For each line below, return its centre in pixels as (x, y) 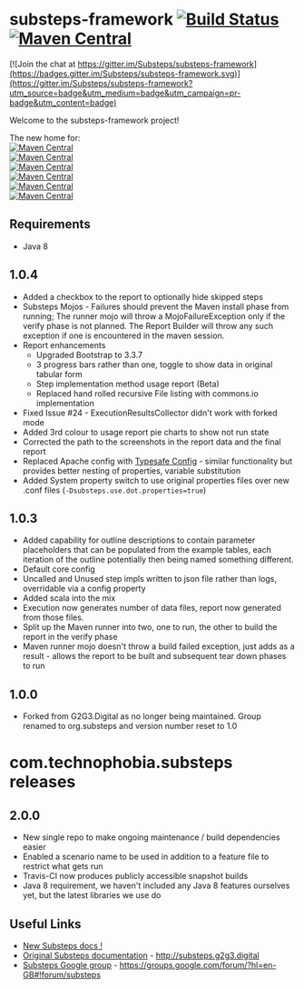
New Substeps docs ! (62, 946)
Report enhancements (64, 345)
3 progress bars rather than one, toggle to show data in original (154, 365)
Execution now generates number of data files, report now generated (152, 608)
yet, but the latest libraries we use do (92, 895)
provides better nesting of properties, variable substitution (132, 470)
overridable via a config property (84, 589)
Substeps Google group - (70, 965)
